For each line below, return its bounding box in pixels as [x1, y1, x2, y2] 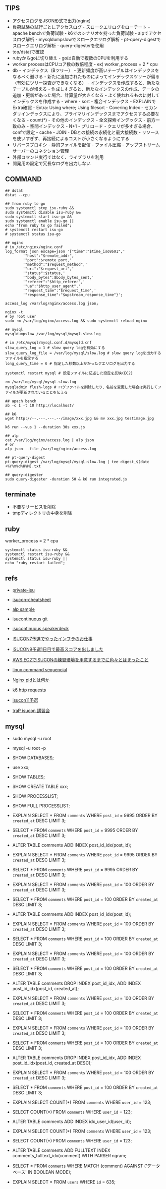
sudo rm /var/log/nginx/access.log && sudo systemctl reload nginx [5, 318, 148, 323]
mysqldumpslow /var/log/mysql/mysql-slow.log [5, 331, 101, 336]
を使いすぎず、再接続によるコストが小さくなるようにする [12, 135, 130, 141]
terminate [5, 490, 36, 499]
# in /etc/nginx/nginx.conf [5, 244, 63, 249]
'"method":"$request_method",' [23, 262, 88, 267]
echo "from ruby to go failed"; [5, 223, 72, 228]
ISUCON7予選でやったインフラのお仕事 [12, 636, 93, 642]
